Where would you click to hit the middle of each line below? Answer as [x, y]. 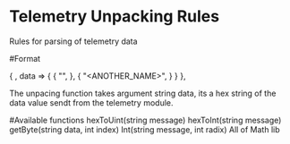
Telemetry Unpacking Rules [115, 17]
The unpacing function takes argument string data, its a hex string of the [143, 93]
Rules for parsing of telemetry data [73, 41]
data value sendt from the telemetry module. [91, 102]
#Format [25, 58]
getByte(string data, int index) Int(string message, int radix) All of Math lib [145, 129]
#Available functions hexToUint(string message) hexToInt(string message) [145, 120]
